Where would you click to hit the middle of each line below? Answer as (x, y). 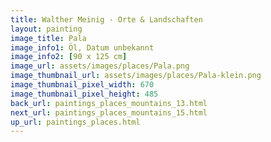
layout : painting (46, 29)
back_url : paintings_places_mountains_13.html (109, 103)
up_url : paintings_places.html (75, 122)
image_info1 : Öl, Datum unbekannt (82, 47)
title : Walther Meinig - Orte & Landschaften (106, 19)
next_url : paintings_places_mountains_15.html (109, 112)
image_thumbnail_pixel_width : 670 (82, 85)
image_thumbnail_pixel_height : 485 (84, 94)
